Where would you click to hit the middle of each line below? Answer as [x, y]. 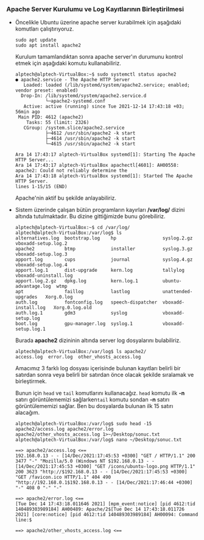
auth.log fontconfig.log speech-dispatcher [86, 302]
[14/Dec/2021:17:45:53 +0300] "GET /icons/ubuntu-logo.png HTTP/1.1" [105, 467]
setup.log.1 [30, 329]
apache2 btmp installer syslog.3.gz [104, 249]
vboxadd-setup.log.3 [41, 254]
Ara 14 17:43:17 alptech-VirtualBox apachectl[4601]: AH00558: [97, 166]
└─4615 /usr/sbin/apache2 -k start [90, 144]
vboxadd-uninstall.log [44, 276]
